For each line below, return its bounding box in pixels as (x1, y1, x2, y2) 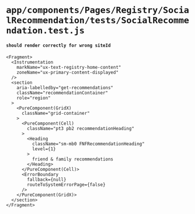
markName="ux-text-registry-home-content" (16, 65, 121, 71)
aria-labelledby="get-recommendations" (16, 85, 114, 91)
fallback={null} (27, 177, 67, 183)
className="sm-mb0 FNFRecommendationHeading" (32, 141, 145, 147)
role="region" (16, 95, 51, 101)
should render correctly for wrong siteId (6, 43, 111, 48)
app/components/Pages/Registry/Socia (6, 5, 190, 16)
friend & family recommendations (32, 156, 114, 162)
